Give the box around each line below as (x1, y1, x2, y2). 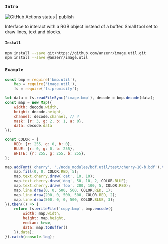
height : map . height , (23, 216, 66, 221)
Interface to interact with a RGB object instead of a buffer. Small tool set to (5, 24, 158, 30)
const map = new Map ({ (5, 100, 52, 105)
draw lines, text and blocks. (5, 29, 62, 35)
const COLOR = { (5, 137, 39, 142)
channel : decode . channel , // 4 (14, 114, 79, 119)
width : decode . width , (14, 104, 59, 110)
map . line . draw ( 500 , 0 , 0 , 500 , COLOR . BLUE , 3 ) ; (14, 197, 115, 202)
